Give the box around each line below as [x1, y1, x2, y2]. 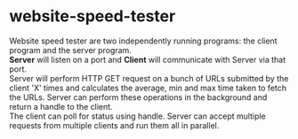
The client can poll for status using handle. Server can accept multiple [9, 111, 267, 121]
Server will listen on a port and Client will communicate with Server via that [9, 54, 286, 65]
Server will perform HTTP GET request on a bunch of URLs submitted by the [9, 73, 289, 83]
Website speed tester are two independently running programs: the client [9, 35, 278, 46]
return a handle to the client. [9, 101, 113, 112]
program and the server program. [9, 44, 132, 55]
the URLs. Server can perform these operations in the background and [9, 91, 268, 103]
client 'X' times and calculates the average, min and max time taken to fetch [9, 82, 287, 93]
